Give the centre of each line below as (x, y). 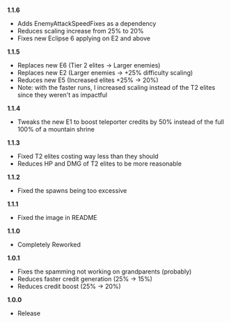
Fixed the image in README (57, 218)
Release (29, 313)
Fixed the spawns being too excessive (72, 190)
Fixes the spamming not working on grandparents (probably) (104, 271)
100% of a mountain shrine (56, 129)
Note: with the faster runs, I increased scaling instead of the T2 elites (116, 87)
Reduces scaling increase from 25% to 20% (80, 31)
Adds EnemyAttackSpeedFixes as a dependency (87, 23)
